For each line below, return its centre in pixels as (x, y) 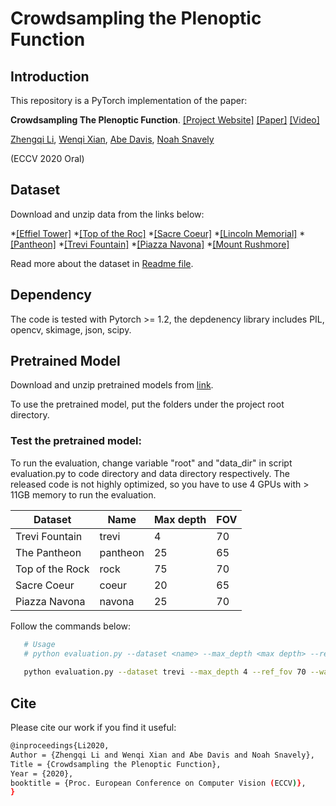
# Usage (39, 644)
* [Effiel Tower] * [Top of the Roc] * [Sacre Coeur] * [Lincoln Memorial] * (158, 233)
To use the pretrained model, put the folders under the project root (147, 404)
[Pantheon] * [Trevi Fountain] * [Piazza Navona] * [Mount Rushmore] (150, 244)
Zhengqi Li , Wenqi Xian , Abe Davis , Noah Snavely (112, 139)
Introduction (50, 76)
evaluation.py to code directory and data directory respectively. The (150, 473)
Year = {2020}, (42, 773)
